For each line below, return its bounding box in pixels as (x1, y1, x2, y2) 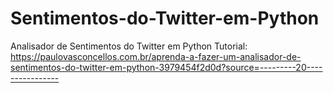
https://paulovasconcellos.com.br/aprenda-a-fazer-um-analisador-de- (10, 50, 302, 62)
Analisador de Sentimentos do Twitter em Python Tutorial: (10, 40, 248, 52)
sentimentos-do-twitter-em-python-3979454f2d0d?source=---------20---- (10, 61, 323, 73)
